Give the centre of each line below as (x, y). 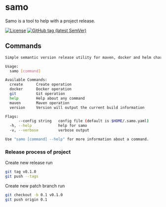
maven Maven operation (40, 103)
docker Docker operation (41, 89)
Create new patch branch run (35, 186)
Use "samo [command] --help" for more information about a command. (77, 139)
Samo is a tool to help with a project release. (50, 21)
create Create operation (41, 85)
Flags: (12, 116)
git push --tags (22, 177)
